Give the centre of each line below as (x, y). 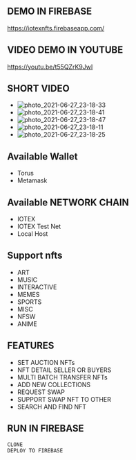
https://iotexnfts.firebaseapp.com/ (56, 28)
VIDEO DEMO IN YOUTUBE (65, 50)
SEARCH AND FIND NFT (52, 407)
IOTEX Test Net (39, 227)
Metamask (32, 180)
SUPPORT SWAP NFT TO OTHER (64, 399)
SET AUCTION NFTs (46, 362)
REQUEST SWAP (41, 392)
